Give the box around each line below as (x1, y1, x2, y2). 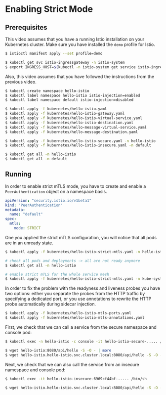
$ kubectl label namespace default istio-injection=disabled (5, 97, 134, 102)
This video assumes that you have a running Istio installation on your (5, 36, 145, 42)
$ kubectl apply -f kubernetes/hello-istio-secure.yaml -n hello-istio (5, 138, 156, 143)
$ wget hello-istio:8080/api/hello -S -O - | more (5, 348, 112, 353)
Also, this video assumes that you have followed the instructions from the (5, 73, 155, 80)
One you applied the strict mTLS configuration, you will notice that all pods (5, 234, 157, 240)
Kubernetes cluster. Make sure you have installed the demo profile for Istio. (5, 42, 155, 47)
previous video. (5, 79, 37, 85)
